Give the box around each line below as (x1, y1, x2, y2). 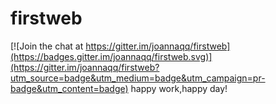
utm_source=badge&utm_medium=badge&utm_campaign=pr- (10, 72, 266, 84)
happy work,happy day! (130, 82, 228, 94)
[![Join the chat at (10, 40, 84, 52)
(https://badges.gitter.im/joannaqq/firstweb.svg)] (10, 50, 213, 62)
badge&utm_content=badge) (10, 82, 129, 94)
